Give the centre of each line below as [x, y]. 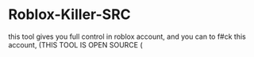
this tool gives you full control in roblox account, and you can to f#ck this [127, 36]
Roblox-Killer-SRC [69, 15]
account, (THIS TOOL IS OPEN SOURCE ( [75, 44]
